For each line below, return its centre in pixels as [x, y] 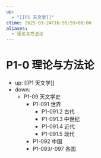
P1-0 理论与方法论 [50, 65]
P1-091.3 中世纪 [61, 119]
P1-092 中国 [47, 141]
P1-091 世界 [47, 104]
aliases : [17, 28]
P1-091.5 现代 [58, 134]
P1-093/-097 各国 [54, 149]
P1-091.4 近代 [58, 126]
